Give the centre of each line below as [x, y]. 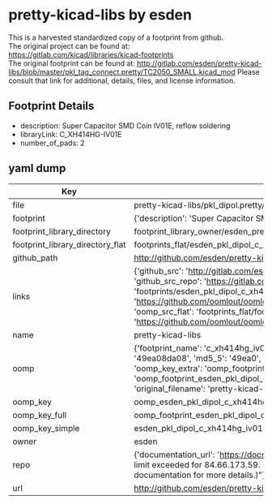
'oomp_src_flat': [164, 312]
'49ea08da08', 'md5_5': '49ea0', [197, 358]
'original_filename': [170, 389]
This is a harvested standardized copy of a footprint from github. [116, 37]
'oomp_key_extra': [168, 368]
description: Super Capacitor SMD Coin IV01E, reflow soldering [125, 125]
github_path [35, 257]
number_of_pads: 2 [52, 143]
